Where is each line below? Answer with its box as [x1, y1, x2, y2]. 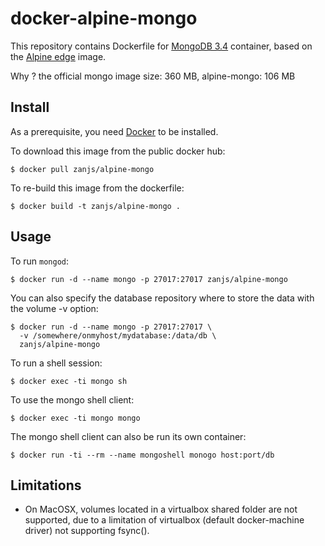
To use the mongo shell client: [10, 393, 135, 406]
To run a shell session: [10, 357, 103, 369]
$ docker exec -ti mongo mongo [10, 413, 141, 423]
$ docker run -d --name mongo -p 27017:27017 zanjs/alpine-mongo [10, 274, 288, 284]
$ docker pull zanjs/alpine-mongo [10, 164, 155, 174]
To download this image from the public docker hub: [10, 145, 226, 157]
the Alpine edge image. [10, 50, 107, 62]
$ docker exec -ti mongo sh [10, 376, 128, 386]
